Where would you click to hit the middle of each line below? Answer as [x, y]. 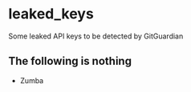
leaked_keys [51, 14]
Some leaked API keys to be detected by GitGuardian [96, 36]
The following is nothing [70, 61]
